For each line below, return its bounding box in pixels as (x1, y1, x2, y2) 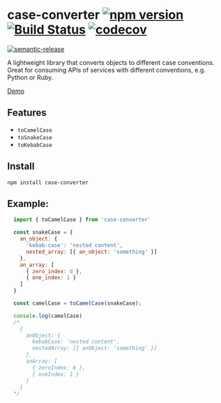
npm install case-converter (7, 178, 89, 186)
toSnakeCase (17, 134, 52, 141)
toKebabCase (17, 142, 52, 149)
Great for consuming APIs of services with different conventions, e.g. (7, 66, 206, 74)
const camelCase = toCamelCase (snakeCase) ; (13, 300, 142, 307)
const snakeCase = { (13, 229, 73, 236)
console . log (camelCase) (13, 312, 82, 319)
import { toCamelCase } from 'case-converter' (13, 216, 151, 223)
